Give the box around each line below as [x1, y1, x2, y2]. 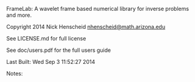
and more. [6, 11, 32, 19]
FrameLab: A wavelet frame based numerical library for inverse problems [6, 5, 190, 12]
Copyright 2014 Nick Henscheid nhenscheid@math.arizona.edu [6, 24, 166, 30]
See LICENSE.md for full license [6, 35, 86, 42]
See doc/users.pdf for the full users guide [6, 46, 111, 54]
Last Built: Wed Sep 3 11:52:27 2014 [6, 58, 95, 65]
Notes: [6, 70, 23, 77]
